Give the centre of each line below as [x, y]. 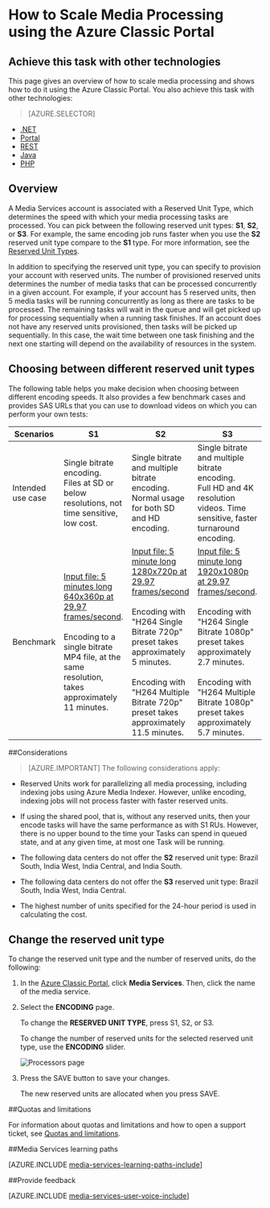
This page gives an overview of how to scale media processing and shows [131, 81]
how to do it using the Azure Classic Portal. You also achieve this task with [131, 89]
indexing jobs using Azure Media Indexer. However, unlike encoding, [133, 792]
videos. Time [222, 507]
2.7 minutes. [221, 662]
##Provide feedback [42, 1181]
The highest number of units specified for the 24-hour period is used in [138, 906]
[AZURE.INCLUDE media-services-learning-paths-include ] [106, 1165]
